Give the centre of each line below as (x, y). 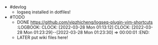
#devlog (18, 7)
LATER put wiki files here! (42, 37)
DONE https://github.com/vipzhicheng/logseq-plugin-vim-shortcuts (85, 22)
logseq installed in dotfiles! (44, 12)
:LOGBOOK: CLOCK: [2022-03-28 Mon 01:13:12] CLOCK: (74, 27)
